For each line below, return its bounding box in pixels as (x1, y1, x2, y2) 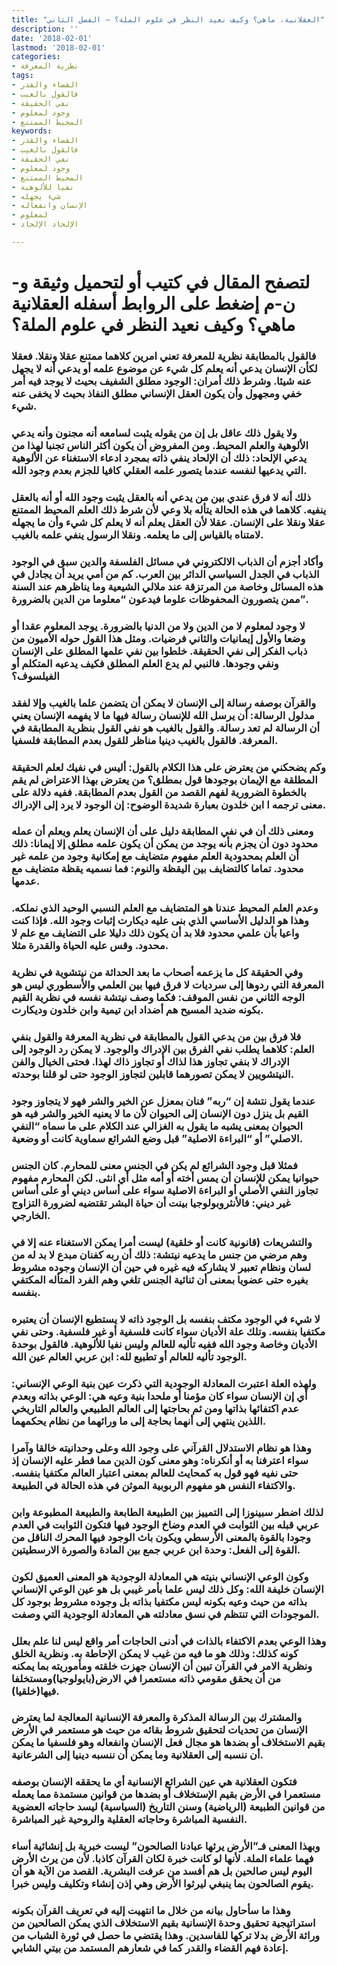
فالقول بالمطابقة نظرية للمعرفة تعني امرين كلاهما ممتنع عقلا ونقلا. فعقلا (11, 349, 317, 363)
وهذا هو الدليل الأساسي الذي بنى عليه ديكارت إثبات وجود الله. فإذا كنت (11, 914, 309, 928)
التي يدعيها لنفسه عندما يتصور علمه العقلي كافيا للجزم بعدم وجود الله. (11, 463, 308, 477)
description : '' (11, 24, 79, 34)
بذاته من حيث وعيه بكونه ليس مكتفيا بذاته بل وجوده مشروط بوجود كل (11, 1594, 308, 1608)
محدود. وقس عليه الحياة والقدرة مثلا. (11, 939, 169, 953)
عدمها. (11, 874, 41, 888)
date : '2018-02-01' (11, 33, 93, 43)
